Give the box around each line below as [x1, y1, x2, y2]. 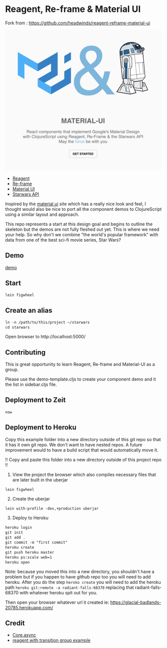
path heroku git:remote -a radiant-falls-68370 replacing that [5, 584, 134, 590]
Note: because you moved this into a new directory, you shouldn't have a [5, 568, 155, 574]
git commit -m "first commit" [5, 540, 68, 545]
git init [5, 530, 23, 535]
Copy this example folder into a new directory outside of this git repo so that [5, 436, 161, 442]
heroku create [5, 545, 35, 550]
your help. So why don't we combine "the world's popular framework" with [5, 231, 159, 237]
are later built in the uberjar [12, 476, 68, 483]
